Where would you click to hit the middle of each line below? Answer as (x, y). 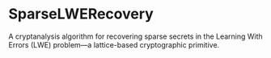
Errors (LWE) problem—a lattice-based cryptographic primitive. (114, 44)
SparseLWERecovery (81, 14)
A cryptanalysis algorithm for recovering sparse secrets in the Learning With (135, 36)
